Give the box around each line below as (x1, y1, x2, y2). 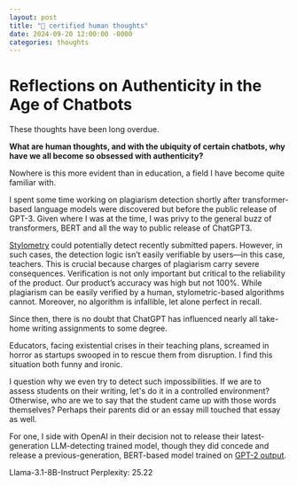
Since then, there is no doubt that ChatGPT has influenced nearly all (9, 314, 258, 325)
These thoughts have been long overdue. (9, 124, 160, 135)
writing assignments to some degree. (32, 323, 168, 333)
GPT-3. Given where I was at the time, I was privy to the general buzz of (9, 214, 272, 224)
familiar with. (9, 177, 57, 188)
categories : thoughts (9, 37, 90, 47)
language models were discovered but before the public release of (34, 204, 277, 215)
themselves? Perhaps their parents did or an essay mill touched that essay (9, 404, 281, 415)
